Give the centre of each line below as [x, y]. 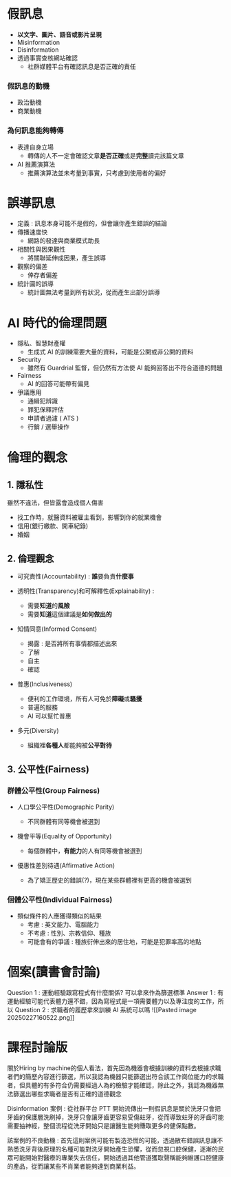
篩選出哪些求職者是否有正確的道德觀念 [67, 1094]
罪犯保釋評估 [45, 410]
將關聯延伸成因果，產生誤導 [67, 258]
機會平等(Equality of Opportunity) [64, 836]
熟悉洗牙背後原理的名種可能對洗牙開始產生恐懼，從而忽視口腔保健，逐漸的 [112, 1149]
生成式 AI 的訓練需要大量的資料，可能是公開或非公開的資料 [110, 352]
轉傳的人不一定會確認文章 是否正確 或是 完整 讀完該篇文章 [106, 155]
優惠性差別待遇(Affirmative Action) [66, 865]
